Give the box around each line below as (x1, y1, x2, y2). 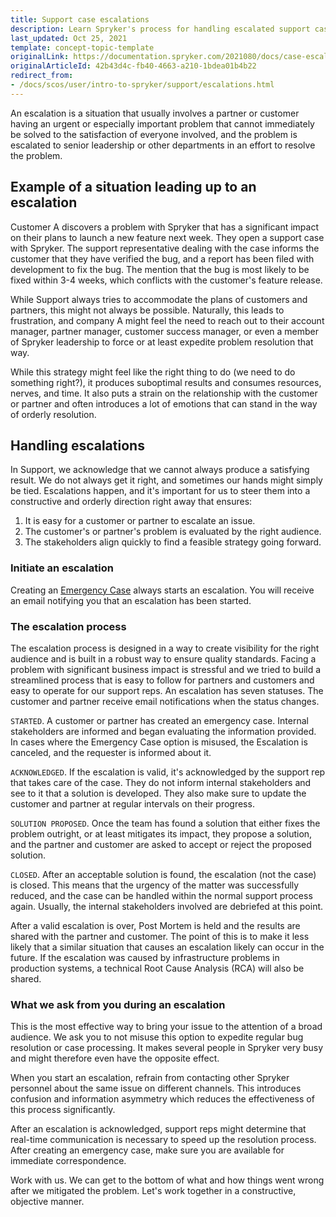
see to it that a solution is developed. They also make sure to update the (10, 787, 307, 799)
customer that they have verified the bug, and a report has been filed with (10, 252, 315, 265)
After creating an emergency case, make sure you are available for (10, 1144, 285, 1156)
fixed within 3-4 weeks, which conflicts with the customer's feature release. (10, 274, 323, 286)
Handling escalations (10, 437, 145, 454)
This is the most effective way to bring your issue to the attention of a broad (10, 1021, 323, 1033)
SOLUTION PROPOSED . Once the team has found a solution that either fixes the (10, 817, 321, 829)
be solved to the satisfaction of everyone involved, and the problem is (10, 128, 298, 140)
